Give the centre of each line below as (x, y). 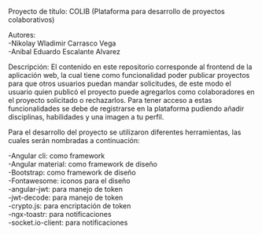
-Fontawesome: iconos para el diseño (69, 181)
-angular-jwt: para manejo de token (66, 189)
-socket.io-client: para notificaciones (68, 222)
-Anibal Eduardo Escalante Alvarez (64, 51)
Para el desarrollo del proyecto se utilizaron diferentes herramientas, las (125, 132)
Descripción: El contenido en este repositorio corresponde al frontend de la (130, 67)
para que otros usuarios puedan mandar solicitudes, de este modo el (120, 83)
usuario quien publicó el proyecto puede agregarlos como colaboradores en (131, 92)
